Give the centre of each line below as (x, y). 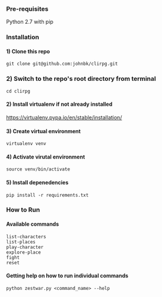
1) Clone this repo (28, 51)
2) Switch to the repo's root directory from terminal (81, 79)
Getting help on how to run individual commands (67, 276)
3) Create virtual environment (44, 131)
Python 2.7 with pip (30, 22)
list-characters (26, 236)
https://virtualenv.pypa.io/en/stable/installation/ (64, 117)
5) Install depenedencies (37, 182)
